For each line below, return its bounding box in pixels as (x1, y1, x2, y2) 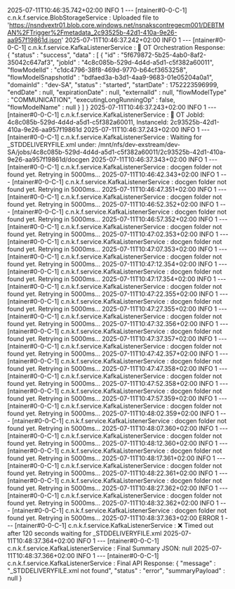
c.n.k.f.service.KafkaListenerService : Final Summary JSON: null (7, 544, 193, 552)
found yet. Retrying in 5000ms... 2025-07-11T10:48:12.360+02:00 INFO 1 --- (7, 439, 228, 447)
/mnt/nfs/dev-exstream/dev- (98, 141, 181, 148)
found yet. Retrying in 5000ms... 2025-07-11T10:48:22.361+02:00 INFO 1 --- (7, 469, 228, 477)
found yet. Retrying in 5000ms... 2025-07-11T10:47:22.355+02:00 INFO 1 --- (7, 290, 229, 298)
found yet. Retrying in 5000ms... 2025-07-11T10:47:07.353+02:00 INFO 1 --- (7, 245, 228, 253)
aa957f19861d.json (7, 36, 62, 44)
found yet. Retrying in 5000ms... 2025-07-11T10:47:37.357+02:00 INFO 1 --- (7, 335, 227, 343)
